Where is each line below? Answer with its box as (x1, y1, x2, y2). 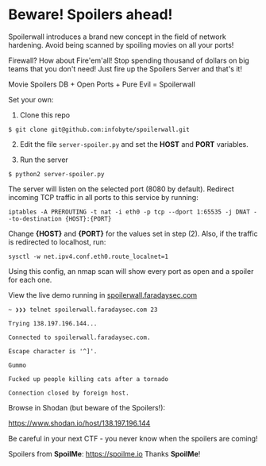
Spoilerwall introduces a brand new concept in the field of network (8, 32, 226, 41)
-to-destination (8, 214, 62, 223)
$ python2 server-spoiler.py (8, 170, 105, 178)
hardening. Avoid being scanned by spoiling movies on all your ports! (8, 40, 234, 49)
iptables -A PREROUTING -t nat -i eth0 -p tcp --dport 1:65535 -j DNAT (8, 208, 250, 216)
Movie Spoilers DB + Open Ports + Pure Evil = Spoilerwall (8, 79, 196, 89)
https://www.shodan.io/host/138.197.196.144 (8, 418, 151, 428)
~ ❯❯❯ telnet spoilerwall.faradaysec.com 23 (8, 306, 158, 314)
